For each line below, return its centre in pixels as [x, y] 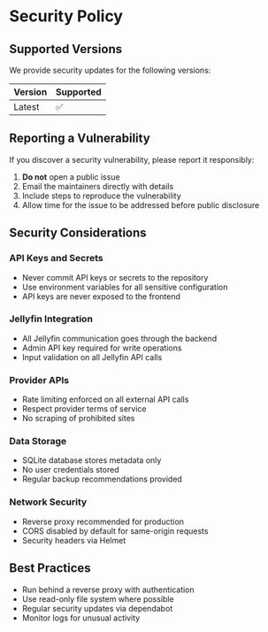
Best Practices [50, 568]
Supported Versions [65, 49]
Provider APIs [39, 380]
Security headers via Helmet [74, 540]
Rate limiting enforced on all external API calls [105, 399]
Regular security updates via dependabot [97, 608]
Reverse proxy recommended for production [103, 521]
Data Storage [38, 442]
